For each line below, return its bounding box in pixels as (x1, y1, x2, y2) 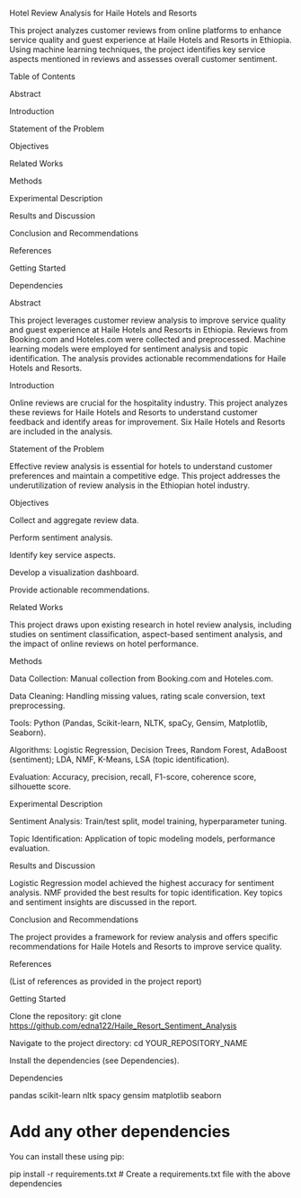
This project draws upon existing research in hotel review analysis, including (9, 619, 292, 630)
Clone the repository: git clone (9, 1011, 122, 1021)
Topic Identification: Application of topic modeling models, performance (9, 833, 276, 844)
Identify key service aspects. (9, 550, 117, 560)
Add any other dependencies (9, 1122, 231, 1142)
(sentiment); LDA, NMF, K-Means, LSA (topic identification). (9, 754, 230, 765)
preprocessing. (9, 700, 66, 711)
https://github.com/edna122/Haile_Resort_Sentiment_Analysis (9, 1020, 237, 1031)
